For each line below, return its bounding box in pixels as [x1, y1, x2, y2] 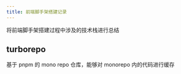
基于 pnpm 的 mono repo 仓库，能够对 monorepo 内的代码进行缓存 [6, 61, 175, 69]
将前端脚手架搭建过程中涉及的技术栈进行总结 [6, 26, 120, 33]
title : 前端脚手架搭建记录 [6, 8, 67, 15]
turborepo [6, 44, 46, 55]
